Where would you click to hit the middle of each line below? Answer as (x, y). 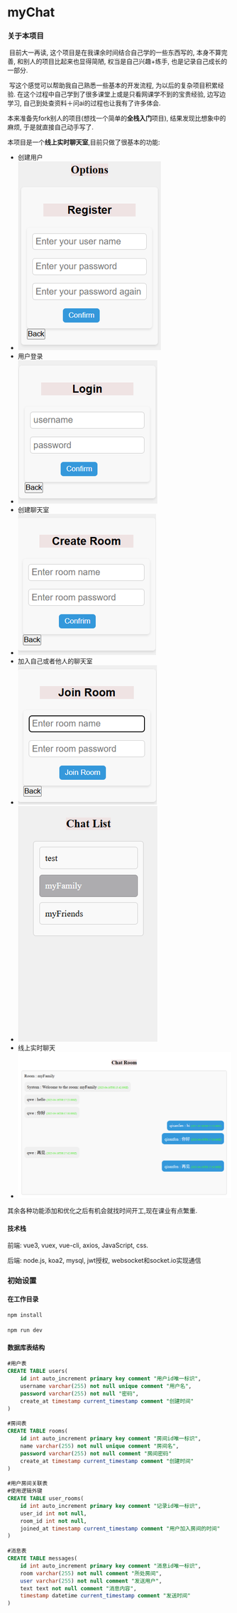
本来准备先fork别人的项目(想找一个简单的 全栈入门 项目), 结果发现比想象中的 (117, 119)
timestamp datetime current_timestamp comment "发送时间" (105, 1596)
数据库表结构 (26, 1347)
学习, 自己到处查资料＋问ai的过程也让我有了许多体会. (84, 103)
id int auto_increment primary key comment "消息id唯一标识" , (111, 1566)
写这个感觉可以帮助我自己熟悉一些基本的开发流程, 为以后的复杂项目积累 (113, 85)
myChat (31, 12)
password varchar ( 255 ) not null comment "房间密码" (96, 1453)
